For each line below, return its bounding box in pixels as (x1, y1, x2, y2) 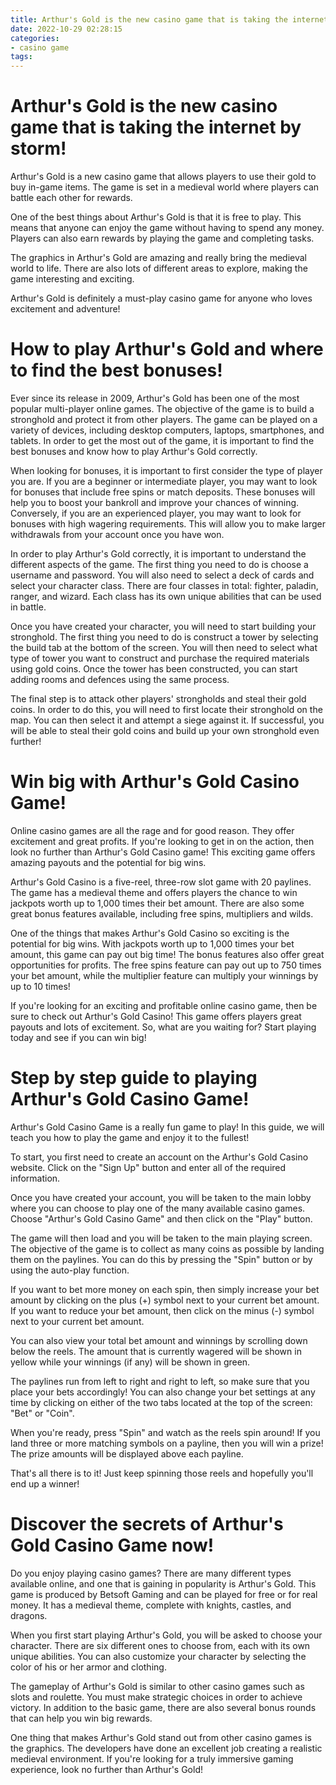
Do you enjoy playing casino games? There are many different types (10, 1567, 292, 1579)
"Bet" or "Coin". (10, 1407, 75, 1419)
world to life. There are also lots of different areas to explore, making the (10, 262, 308, 275)
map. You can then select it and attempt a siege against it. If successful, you (10, 714, 325, 726)
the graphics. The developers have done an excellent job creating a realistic (10, 1742, 323, 1754)
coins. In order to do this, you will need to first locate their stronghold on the (10, 704, 323, 715)
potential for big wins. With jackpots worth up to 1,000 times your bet (10, 937, 295, 950)
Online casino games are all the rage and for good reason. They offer (10, 824, 295, 836)
